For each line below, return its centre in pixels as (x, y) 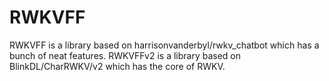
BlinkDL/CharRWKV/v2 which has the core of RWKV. (117, 66)
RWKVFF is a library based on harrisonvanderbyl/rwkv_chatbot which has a (164, 45)
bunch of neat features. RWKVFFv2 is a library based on (125, 55)
